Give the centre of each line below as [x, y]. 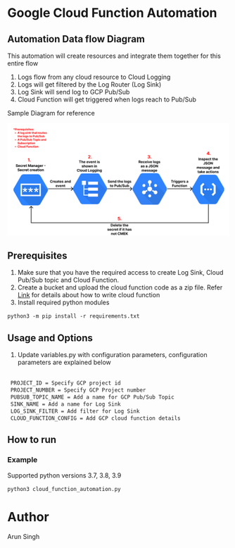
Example [23, 460]
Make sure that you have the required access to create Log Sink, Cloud [120, 273]
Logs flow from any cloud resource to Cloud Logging [94, 77]
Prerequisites [37, 255]
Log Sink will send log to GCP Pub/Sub [74, 92]
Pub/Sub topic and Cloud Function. [68, 280]
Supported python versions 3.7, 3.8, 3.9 [64, 475]
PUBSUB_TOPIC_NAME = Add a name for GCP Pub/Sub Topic [92, 397]
